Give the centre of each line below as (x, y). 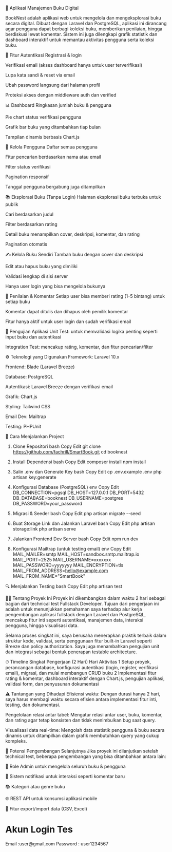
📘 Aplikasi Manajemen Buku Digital (42, 8)
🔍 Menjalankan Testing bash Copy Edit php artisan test (64, 586)
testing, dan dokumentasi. (33, 705)
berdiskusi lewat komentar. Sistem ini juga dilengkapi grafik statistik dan (81, 34)
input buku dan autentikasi (33, 337)
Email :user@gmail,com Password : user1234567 (57, 844)
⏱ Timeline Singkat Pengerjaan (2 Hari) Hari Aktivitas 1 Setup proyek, (78, 662)
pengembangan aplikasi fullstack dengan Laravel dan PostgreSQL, (76, 614)
